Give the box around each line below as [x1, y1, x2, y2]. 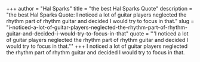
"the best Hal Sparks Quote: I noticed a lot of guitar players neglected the [6, 11, 187, 18]
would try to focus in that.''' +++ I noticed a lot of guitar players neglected [6, 43, 188, 50]
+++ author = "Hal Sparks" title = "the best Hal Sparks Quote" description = [6, 5, 193, 12]
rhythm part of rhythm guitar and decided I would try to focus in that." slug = [6, 18, 195, 24]
